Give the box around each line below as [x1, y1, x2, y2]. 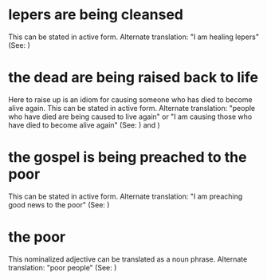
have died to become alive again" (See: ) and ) [8, 120, 161, 129]
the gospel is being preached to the [8, 148, 247, 167]
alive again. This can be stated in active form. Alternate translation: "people [8, 103, 256, 112]
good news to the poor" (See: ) [8, 199, 110, 209]
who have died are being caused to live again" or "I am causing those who [8, 112, 253, 121]
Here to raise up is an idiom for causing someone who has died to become [8, 94, 253, 105]
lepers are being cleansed [8, 6, 183, 24]
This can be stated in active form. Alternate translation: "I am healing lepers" [8, 32, 259, 41]
